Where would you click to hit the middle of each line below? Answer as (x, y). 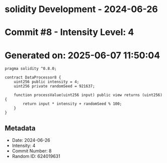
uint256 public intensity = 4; (47, 82)
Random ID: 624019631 (36, 156)
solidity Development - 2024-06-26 (81, 9)
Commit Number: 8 (32, 151)
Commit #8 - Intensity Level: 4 (69, 32)
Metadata (20, 128)
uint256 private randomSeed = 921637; (54, 87)
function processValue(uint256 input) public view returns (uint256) (88, 95)
